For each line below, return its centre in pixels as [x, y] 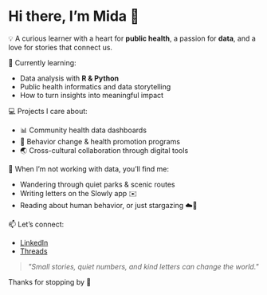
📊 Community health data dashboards [83, 130]
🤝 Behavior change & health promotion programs [100, 141]
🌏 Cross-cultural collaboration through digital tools [104, 150]
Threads [33, 251]
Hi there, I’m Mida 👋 [74, 16]
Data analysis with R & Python [69, 78]
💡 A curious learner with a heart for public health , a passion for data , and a [132, 38]
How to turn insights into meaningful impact [92, 95]
